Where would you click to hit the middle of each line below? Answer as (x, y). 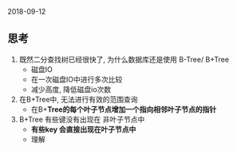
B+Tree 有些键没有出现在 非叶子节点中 (82, 119)
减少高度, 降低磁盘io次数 (71, 89)
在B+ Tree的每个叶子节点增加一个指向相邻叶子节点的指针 (124, 109)
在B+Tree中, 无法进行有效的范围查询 (78, 99)
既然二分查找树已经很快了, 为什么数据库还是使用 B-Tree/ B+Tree (124, 59)
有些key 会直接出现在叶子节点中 (83, 129)
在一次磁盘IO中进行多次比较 (77, 79)
